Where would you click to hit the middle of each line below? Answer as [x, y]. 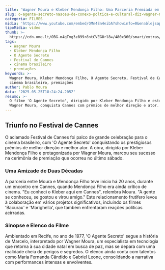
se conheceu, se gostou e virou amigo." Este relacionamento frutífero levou [81, 197]
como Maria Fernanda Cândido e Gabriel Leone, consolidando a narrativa [79, 257]
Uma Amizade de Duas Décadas [44, 171]
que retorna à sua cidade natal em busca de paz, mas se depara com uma [80, 246]
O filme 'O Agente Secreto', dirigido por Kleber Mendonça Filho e [80, 101]
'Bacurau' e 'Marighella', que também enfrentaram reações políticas [74, 208]
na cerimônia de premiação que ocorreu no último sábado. [64, 158]
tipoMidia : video [23, 28]
